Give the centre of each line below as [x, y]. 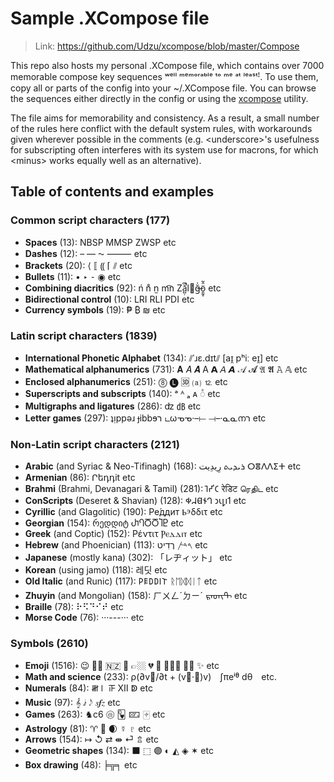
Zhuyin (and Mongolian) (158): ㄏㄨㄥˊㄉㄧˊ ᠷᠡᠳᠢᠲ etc [136, 596]
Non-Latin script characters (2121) [95, 444]
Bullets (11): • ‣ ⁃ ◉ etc [73, 276]
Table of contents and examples [112, 192]
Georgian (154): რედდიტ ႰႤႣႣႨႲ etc [104, 523]
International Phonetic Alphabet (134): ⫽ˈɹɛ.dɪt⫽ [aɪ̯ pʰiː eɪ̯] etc [151, 358]
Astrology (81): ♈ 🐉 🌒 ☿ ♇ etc [88, 728]
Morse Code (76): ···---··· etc [84, 618]
